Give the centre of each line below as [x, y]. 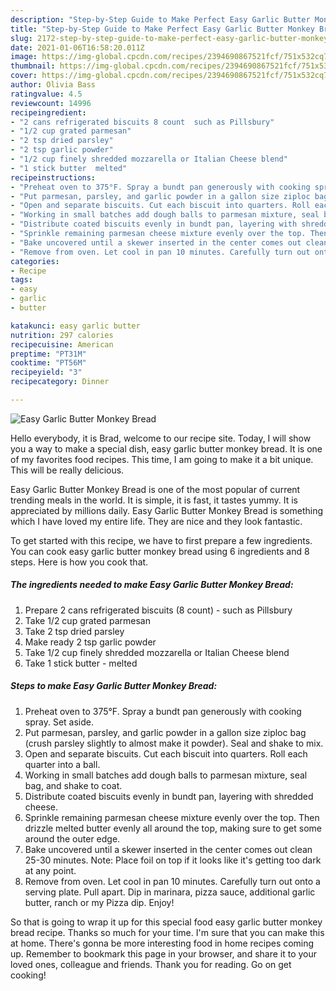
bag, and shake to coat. [73, 785]
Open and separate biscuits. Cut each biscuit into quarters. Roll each [166, 753]
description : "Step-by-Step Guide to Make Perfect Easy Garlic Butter [160, 19]
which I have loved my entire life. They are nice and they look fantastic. [156, 521]
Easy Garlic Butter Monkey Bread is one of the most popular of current [155, 489]
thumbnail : [33, 66]
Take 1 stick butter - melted [81, 663]
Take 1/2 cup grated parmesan [87, 620]
